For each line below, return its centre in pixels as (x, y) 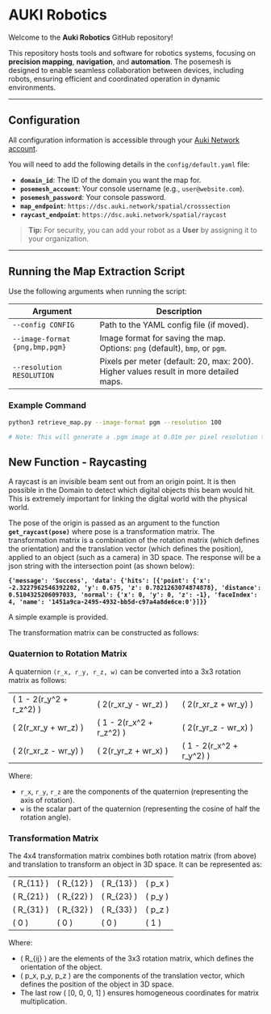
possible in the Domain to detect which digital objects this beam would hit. (132, 490)
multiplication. (43, 1002)
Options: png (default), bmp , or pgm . (163, 348)
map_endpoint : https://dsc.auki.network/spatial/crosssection (125, 206)
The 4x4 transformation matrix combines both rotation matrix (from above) (132, 856)
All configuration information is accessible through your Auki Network (124, 140)
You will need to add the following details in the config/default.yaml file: (129, 164)
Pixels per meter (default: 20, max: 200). (177, 361)
